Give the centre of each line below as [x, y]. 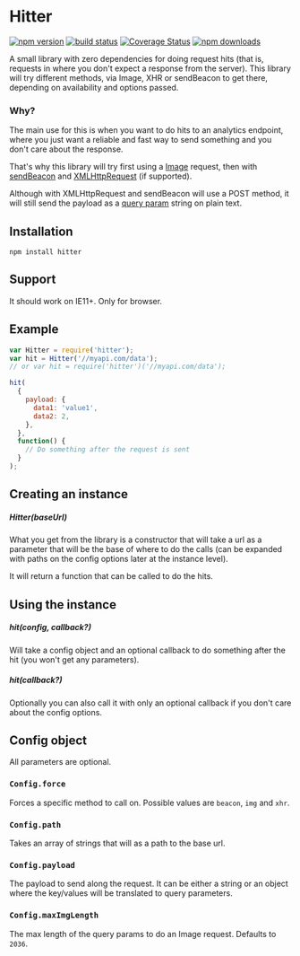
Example [34, 329]
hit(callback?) [36, 680]
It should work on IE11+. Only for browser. [86, 301]
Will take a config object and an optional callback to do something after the [148, 650]
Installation [41, 231]
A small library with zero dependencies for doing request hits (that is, [137, 58]
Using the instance [63, 605]
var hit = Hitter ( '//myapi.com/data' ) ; [84, 358]
